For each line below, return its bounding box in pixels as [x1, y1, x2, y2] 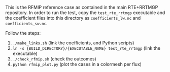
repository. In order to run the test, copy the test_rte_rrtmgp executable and [5, 10, 165, 16]
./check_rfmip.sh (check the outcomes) [12, 56, 96, 62]
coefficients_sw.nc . [5, 20, 48, 26]
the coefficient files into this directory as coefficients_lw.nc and [5, 15, 141, 21]
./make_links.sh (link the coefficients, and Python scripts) [12, 40, 134, 46]
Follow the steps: [5, 30, 41, 36]
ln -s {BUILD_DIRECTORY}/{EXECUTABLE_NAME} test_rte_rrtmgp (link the [12, 45, 161, 51]
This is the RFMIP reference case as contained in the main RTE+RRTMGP [5, 5, 158, 10]
